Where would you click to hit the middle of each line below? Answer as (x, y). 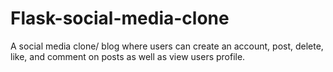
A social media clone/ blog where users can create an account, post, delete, (167, 46)
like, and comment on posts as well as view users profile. (128, 56)
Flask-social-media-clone (120, 18)
